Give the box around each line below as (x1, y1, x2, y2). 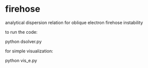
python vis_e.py (5, 57, 37, 63)
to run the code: (5, 29, 38, 35)
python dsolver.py (5, 38, 42, 45)
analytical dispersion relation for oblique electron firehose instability (5, 20, 143, 25)
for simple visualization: (5, 48, 53, 54)
